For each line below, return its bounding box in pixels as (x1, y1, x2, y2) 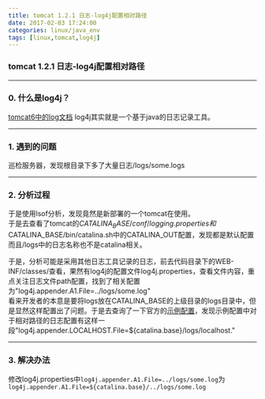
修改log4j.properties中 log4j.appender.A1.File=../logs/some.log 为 (8, 374, 226, 383)
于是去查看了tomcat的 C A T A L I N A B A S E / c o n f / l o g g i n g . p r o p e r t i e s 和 (8, 218, 217, 230)
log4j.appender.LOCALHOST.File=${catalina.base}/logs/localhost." (18, 326, 236, 335)
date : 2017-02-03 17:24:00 (8, 19, 97, 27)
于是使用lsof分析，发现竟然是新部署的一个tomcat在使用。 (8, 209, 196, 218)
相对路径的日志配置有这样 (14, 316, 99, 326)
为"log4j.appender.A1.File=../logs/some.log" (8, 286, 151, 296)
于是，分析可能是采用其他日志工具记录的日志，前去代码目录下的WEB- (8, 257, 234, 267)
